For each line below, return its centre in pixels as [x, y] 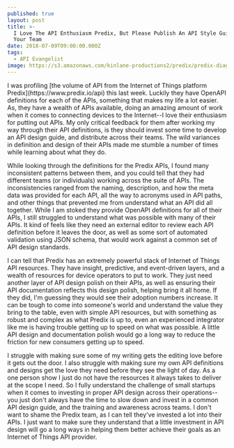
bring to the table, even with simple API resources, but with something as [112, 312]
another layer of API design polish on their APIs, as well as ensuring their [111, 282]
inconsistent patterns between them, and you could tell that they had [106, 173]
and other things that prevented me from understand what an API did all [110, 202]
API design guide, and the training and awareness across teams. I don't [109, 407]
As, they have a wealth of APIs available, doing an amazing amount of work [115, 107]
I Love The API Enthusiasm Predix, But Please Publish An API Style [115, 33]
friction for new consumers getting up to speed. [76, 341]
